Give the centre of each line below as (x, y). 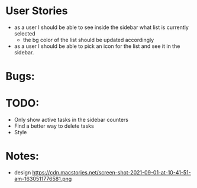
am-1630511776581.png (43, 179)
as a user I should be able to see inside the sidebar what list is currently (101, 27)
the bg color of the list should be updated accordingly (88, 40)
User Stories (37, 11)
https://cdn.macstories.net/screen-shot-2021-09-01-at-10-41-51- (112, 172)
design (22, 172)
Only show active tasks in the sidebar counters (71, 120)
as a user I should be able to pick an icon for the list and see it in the (97, 46)
